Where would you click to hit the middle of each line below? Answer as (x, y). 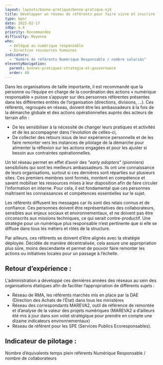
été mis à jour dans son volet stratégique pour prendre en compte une (82, 315)
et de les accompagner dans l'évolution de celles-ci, (64, 132)
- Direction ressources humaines (43, 50)
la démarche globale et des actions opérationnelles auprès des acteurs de (79, 112)
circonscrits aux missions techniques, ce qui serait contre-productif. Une (78, 218)
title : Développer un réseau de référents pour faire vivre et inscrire (80, 14)
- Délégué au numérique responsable (46, 46)
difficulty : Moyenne (26, 37)
